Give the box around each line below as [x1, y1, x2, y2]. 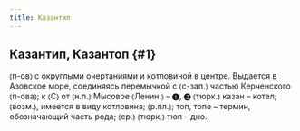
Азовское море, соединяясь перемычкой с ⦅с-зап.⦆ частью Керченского [9, 80, 292, 91]
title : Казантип [9, 13, 71, 23]
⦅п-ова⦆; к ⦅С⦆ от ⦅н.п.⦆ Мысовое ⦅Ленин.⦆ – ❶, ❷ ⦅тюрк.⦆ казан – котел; [9, 91, 277, 102]
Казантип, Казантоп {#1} [9, 47, 157, 62]
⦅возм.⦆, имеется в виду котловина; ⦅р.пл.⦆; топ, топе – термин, [9, 101, 251, 112]
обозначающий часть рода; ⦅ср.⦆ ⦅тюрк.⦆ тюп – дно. [9, 111, 208, 122]
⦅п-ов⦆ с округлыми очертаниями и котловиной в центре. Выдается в [9, 70, 277, 81]
